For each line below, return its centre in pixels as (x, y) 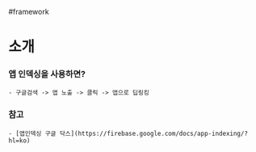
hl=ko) (19, 141)
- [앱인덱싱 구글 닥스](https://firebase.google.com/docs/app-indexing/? (128, 133)
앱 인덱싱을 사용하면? (47, 74)
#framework (29, 12)
